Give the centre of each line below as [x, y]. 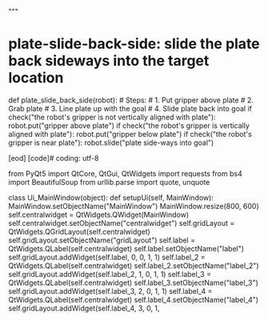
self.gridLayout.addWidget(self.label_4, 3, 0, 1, [84, 308]
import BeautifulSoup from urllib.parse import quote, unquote [109, 182]
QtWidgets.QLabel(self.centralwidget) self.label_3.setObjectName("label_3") [133, 283]
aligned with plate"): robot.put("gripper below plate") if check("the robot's [130, 134]
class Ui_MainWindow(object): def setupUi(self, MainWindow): [111, 197]
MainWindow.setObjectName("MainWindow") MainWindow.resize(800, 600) [134, 206]
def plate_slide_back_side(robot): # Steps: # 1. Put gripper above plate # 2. [131, 100]
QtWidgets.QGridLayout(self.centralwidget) [79, 231]
